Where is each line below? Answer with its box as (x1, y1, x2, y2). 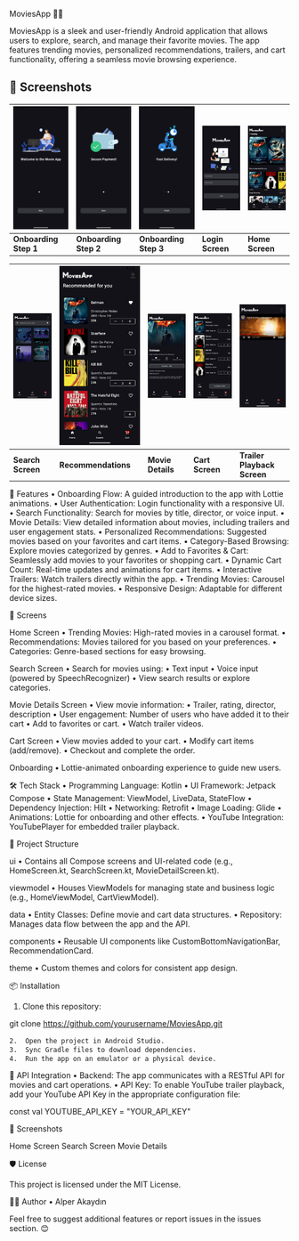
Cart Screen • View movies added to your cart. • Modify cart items (9, 735, 255, 747)
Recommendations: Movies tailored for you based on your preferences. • (9, 637, 278, 647)
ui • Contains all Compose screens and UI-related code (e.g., (9, 856, 233, 867)
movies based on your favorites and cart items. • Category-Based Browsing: (9, 536, 289, 547)
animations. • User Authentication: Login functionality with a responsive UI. (9, 499, 285, 509)
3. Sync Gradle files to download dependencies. (9, 1046, 198, 1055)
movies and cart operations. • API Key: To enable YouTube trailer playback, (9, 1080, 285, 1091)
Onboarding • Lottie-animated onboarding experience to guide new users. (9, 762, 282, 774)
